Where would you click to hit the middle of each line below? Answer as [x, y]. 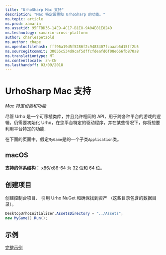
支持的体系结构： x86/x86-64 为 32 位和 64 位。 [55, 168]
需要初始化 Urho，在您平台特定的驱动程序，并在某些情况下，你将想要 [89, 123]
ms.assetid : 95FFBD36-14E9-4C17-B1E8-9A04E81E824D [59, 28]
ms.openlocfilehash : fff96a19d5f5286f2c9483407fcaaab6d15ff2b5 [72, 47]
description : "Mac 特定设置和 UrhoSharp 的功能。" [55, 14]
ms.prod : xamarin [23, 24]
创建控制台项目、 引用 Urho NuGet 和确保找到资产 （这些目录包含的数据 [79, 198]
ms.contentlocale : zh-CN [31, 61]
